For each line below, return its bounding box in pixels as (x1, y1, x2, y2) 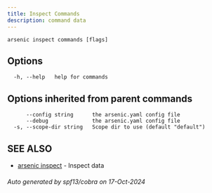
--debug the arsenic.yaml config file (25, 117, 180, 125)
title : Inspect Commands (7, 10, 80, 18)
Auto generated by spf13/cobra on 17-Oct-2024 (7, 177, 146, 186)
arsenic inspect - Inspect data (17, 161, 105, 169)
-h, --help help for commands (13, 74, 109, 81)
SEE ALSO (7, 142, 53, 154)
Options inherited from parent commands (7, 93, 193, 105)
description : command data (7, 17, 86, 24)
